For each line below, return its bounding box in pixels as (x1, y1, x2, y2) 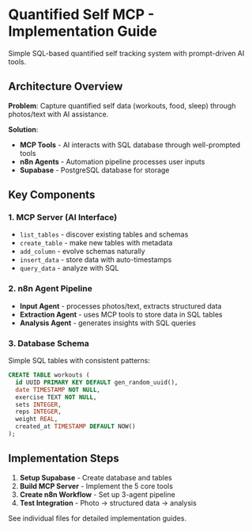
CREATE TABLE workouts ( (8, 371, 90, 379)
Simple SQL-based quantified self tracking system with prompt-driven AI (8, 48, 245, 58)
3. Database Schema (8, 338, 89, 349)
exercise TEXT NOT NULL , (15, 393, 97, 401)
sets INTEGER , (15, 400, 62, 408)
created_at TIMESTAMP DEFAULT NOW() (15, 423, 136, 430)
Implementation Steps (8, 452, 120, 465)
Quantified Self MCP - (8, 6, 155, 24)
